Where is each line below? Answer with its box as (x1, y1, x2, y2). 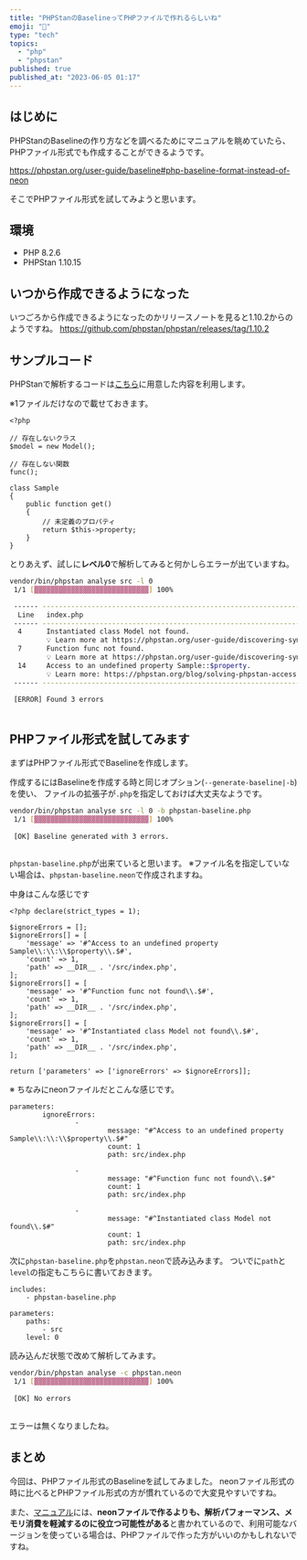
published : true (9, 65, 71, 74)
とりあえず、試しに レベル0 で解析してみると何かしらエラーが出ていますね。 (9, 558, 295, 569)
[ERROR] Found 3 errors (13, 695, 104, 705)
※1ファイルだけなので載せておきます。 (9, 398, 153, 409)
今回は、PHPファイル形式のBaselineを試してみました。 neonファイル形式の (9, 1475, 295, 1486)
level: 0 (26, 1333, 59, 1342)
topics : (9, 38, 39, 48)
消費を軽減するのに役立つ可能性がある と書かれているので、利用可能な (25, 1518, 290, 1529)
